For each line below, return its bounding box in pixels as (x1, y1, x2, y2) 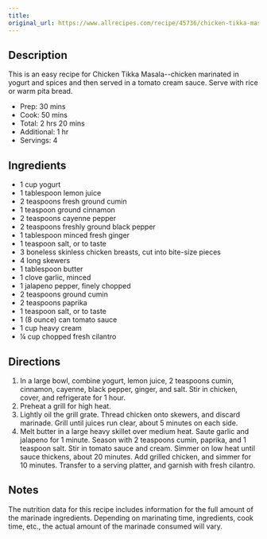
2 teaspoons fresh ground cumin (19, 196, 127, 207)
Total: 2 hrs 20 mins (19, 118, 85, 128)
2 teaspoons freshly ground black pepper (19, 222, 157, 231)
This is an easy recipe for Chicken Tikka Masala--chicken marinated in (8, 69, 240, 79)
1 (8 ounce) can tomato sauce (19, 315, 118, 324)
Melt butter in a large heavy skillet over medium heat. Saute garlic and (19, 426, 250, 436)
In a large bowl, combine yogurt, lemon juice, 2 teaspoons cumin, (19, 375, 234, 386)
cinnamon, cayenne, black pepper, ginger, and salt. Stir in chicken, (19, 384, 238, 394)
